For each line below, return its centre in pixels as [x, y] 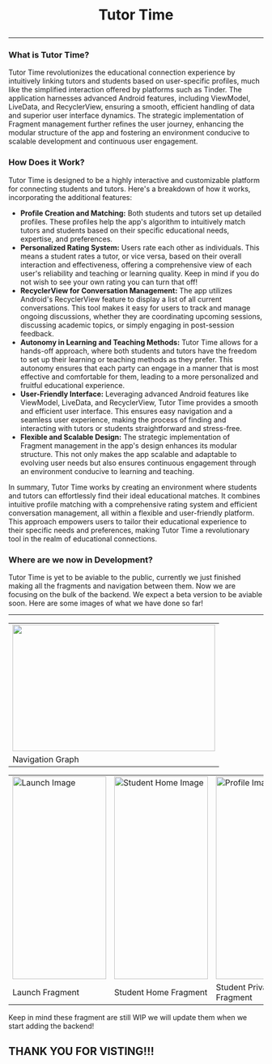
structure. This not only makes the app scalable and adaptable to [128, 454]
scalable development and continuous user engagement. [103, 141]
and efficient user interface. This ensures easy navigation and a [126, 411]
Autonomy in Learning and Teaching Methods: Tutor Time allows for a [139, 342]
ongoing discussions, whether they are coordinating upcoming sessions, [141, 316]
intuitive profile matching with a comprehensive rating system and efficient [133, 504]
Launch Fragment [46, 993]
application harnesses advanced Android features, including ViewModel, [130, 98]
